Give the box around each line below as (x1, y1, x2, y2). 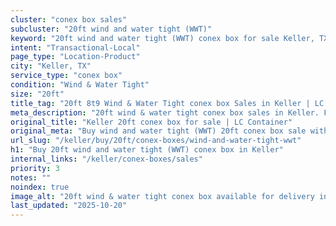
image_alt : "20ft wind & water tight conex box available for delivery (10, 191, 315, 201)
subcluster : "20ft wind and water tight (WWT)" (10, 24, 213, 34)
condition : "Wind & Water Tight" (10, 80, 150, 90)
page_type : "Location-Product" (10, 52, 141, 62)
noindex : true (10, 182, 70, 192)
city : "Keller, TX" (10, 61, 92, 71)
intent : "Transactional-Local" (10, 42, 141, 53)
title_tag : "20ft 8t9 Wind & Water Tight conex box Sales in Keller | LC (10, 98, 325, 108)
